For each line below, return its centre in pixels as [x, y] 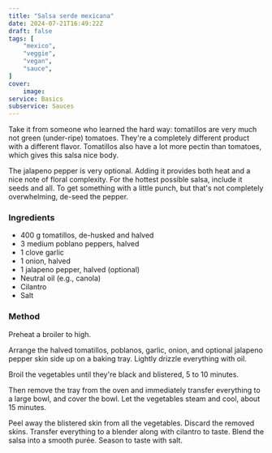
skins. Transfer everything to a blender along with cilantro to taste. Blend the [136, 431]
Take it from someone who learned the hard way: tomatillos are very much [133, 130]
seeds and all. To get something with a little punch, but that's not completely [136, 188]
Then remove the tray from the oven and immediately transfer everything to [135, 390]
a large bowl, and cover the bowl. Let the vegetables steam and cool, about [134, 399]
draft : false [30, 31]
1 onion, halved [45, 261]
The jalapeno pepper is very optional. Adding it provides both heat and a [130, 171]
